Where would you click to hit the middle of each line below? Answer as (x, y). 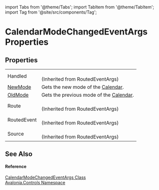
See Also (19, 154)
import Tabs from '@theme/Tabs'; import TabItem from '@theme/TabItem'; (80, 7)
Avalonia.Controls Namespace (35, 182)
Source (16, 134)
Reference (16, 166)
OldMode (18, 95)
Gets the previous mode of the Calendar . (88, 95)
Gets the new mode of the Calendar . (82, 87)
